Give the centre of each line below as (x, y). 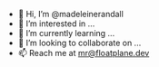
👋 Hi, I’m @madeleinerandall (71, 14)
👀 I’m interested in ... (56, 24)
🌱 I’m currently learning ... (66, 33)
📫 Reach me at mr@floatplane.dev (84, 53)
